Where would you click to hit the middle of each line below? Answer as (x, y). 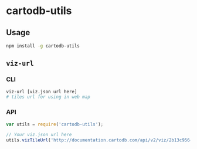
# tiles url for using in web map (48, 97)
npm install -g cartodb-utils (43, 46)
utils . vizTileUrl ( (28, 140)
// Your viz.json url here (39, 135)
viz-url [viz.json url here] (42, 92)
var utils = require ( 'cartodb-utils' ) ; (55, 124)
